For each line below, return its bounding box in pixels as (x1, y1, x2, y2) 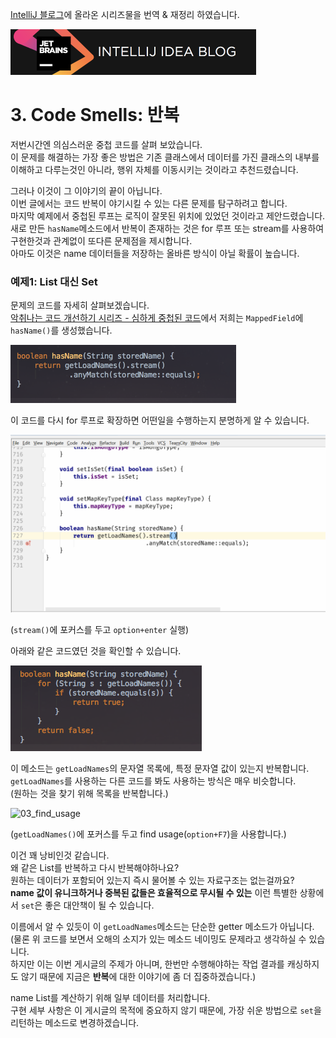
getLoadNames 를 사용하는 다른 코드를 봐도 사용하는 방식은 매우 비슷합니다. (10, 774, 297, 787)
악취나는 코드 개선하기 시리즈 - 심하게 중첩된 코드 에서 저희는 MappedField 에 (10, 312, 304, 324)
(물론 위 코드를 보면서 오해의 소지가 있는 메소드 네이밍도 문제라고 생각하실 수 (10, 933, 307, 945)
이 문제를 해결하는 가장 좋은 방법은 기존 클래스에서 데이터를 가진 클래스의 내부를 (10, 151, 320, 163)
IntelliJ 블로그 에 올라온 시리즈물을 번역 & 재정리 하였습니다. (10, 9, 240, 20)
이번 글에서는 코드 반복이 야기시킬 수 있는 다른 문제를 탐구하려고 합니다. (10, 197, 288, 209)
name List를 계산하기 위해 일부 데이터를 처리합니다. (10, 991, 211, 1003)
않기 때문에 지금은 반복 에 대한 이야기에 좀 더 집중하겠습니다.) (20, 970, 257, 982)
